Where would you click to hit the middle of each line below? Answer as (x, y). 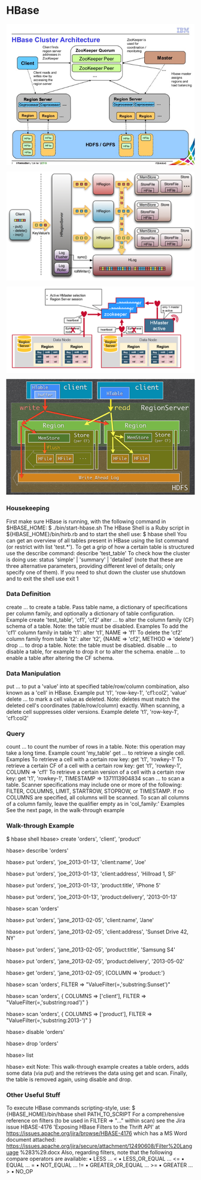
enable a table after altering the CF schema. (60, 658)
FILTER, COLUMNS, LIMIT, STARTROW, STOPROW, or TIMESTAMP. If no (95, 791)
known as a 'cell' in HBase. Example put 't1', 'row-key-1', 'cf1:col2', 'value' (97, 693)
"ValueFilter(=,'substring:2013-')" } (49, 1020)
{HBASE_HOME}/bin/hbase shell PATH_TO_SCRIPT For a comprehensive (95, 1114)
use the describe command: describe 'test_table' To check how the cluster (98, 553)
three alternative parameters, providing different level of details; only (91, 565)
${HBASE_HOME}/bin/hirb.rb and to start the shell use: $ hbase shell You (97, 534)
